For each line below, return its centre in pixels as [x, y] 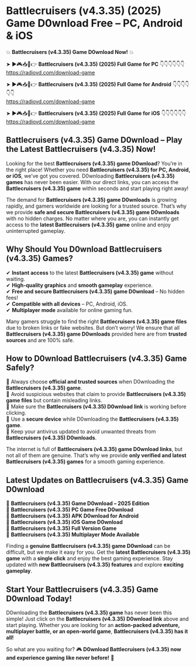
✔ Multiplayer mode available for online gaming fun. [69, 310]
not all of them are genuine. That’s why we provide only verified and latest [96, 455]
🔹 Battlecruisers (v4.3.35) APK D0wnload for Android [73, 516]
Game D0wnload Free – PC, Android [94, 23]
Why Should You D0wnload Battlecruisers [84, 250]
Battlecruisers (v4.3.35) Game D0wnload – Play [94, 140]
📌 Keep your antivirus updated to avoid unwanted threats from [81, 432]
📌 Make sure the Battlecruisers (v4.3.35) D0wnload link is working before [96, 407]
